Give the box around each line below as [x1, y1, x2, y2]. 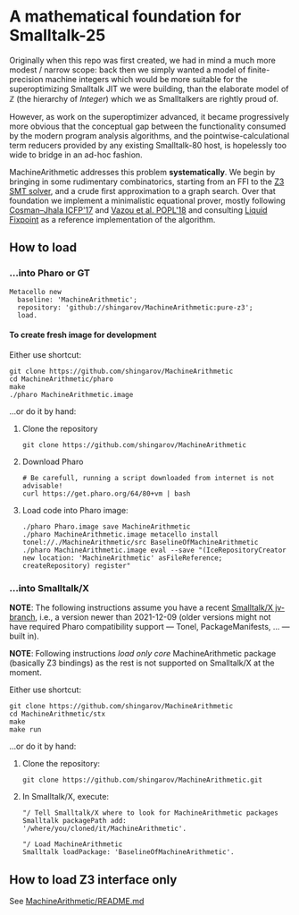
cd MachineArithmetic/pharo [9, 374, 114, 384]
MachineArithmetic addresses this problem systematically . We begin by [9, 166, 276, 177]
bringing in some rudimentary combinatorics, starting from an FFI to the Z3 [9, 176, 285, 187]
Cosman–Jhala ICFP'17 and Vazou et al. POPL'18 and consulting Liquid [9, 204, 268, 216]
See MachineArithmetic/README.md [9, 895, 145, 906]
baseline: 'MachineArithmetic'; [17, 295, 138, 304]
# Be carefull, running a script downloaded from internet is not [21, 473, 275, 482]
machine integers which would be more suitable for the [45, 73, 248, 84]
